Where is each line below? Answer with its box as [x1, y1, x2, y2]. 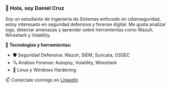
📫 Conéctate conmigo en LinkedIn [5, 77, 79, 83]
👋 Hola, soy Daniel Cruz [5, 5, 65, 12]
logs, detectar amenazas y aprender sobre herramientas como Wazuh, [5, 27, 154, 33]
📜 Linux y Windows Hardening [12, 67, 77, 73]
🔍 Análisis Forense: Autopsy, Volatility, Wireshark [12, 60, 117, 66]
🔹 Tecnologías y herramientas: [5, 42, 72, 48]
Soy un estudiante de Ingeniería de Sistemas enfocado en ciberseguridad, [5, 16, 161, 22]
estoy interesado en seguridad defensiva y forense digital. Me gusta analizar [5, 21, 166, 27]
